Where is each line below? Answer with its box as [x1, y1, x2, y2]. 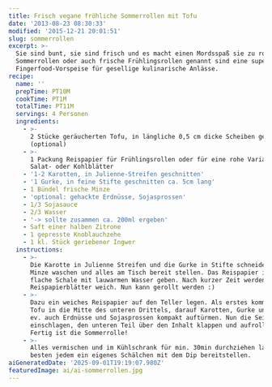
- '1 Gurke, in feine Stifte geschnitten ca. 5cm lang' [23, 178, 216, 187]
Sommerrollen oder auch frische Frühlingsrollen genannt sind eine [15, 58, 249, 66]
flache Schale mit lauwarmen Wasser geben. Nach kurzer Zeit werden [29, 276, 266, 284]
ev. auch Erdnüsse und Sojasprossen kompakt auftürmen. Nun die [29, 313, 252, 321]
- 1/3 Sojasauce [23, 200, 79, 209]
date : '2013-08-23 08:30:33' [8, 19, 107, 28]
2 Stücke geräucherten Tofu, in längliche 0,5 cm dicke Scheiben [29, 132, 255, 140]
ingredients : [15, 118, 60, 126]
